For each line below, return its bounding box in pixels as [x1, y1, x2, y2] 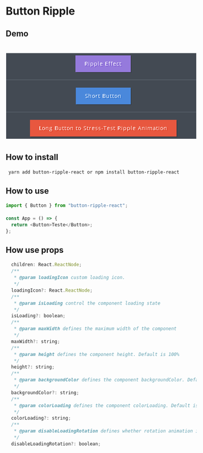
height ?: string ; [11, 364, 55, 371]
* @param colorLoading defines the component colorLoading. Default [13, 402, 190, 409]
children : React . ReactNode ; [11, 262, 82, 268]
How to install [5, 152, 59, 163]
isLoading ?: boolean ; [11, 313, 66, 319]
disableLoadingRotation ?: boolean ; [11, 441, 101, 447]
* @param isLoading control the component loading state [13, 300, 161, 306]
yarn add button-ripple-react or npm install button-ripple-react [8, 169, 180, 175]
